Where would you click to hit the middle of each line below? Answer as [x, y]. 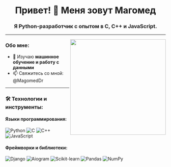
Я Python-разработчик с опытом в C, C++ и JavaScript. [85, 26]
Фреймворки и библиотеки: [36, 148]
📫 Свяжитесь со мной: [38, 73]
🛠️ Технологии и [26, 99]
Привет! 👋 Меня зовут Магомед [85, 10]
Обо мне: [17, 45]
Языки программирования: [36, 119]
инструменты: [24, 107]
